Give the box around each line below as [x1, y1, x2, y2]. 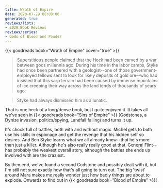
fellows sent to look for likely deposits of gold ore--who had [38, 72, 158, 78]
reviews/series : [5, 30, 38, 34]
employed [16, 72, 37, 78]
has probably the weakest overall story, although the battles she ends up [5, 147, 150, 153]
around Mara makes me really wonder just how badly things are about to [5, 172, 150, 178]
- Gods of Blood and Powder [5, 34, 62, 39]
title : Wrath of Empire [5, 7, 53, 12]
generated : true [5, 16, 38, 21]
